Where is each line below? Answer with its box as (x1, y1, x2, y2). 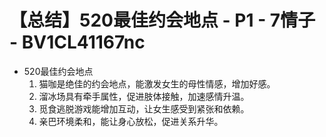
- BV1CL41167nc (9, 31, 146, 54)
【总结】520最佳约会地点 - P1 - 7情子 (9, 9, 316, 32)
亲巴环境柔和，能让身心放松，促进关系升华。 (38, 115, 224, 127)
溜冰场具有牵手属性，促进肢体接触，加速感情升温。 (38, 90, 250, 102)
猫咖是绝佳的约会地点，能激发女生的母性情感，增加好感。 (38, 77, 276, 90)
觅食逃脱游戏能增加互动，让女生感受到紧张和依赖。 (38, 102, 250, 115)
